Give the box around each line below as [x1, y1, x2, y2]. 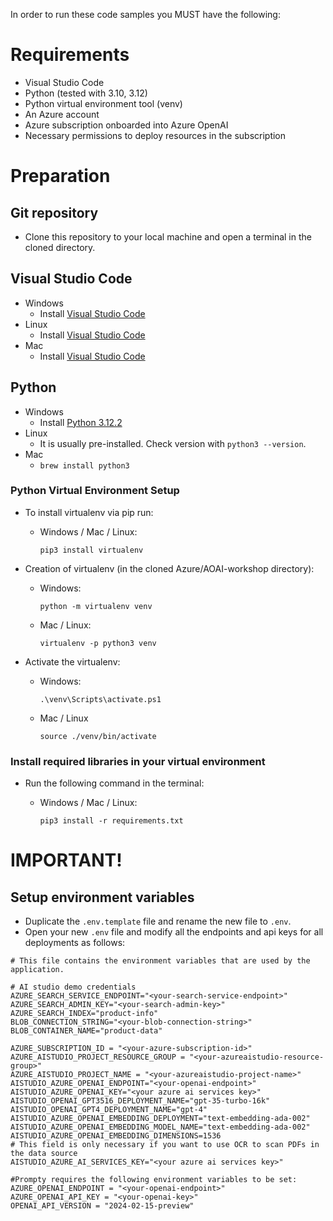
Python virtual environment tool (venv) [24, 97, 183, 109]
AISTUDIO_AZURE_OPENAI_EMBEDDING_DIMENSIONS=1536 [10, 1131, 222, 1141]
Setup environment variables [10, 889, 195, 906]
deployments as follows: [24, 937, 126, 949]
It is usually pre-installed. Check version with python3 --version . [39, 437, 307, 449]
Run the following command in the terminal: [24, 777, 205, 789]
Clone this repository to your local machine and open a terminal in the [24, 230, 312, 243]
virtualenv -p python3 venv [39, 638, 157, 648]
